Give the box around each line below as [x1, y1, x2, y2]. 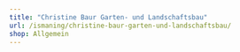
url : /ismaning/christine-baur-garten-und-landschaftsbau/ [9, 21, 232, 30]
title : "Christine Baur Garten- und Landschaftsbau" [9, 12, 208, 22]
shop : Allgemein [9, 29, 69, 38]
